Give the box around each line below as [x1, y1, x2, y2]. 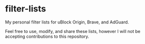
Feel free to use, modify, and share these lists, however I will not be [5, 28, 141, 34]
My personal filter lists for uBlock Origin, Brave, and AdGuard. [5, 19, 129, 25]
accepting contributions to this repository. [5, 33, 89, 39]
